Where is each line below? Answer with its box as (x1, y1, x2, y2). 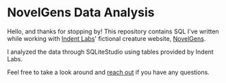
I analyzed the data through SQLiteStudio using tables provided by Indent (7, 48, 214, 56)
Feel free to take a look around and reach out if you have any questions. (7, 68, 210, 76)
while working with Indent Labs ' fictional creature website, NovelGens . (7, 34, 206, 42)
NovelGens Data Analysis (7, 5, 155, 20)
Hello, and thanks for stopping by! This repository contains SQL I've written (7, 27, 219, 35)
